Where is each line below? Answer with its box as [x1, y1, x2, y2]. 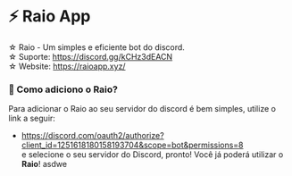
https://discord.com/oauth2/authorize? [21, 130, 164, 141]
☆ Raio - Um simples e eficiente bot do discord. [8, 41, 185, 53]
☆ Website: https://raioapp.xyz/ [8, 61, 126, 71]
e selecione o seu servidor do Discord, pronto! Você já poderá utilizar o [21, 149, 284, 160]
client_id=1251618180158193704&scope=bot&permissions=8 [21, 139, 244, 151]
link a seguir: [8, 113, 55, 124]
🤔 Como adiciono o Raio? [8, 83, 118, 96]
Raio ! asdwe [21, 159, 68, 170]
